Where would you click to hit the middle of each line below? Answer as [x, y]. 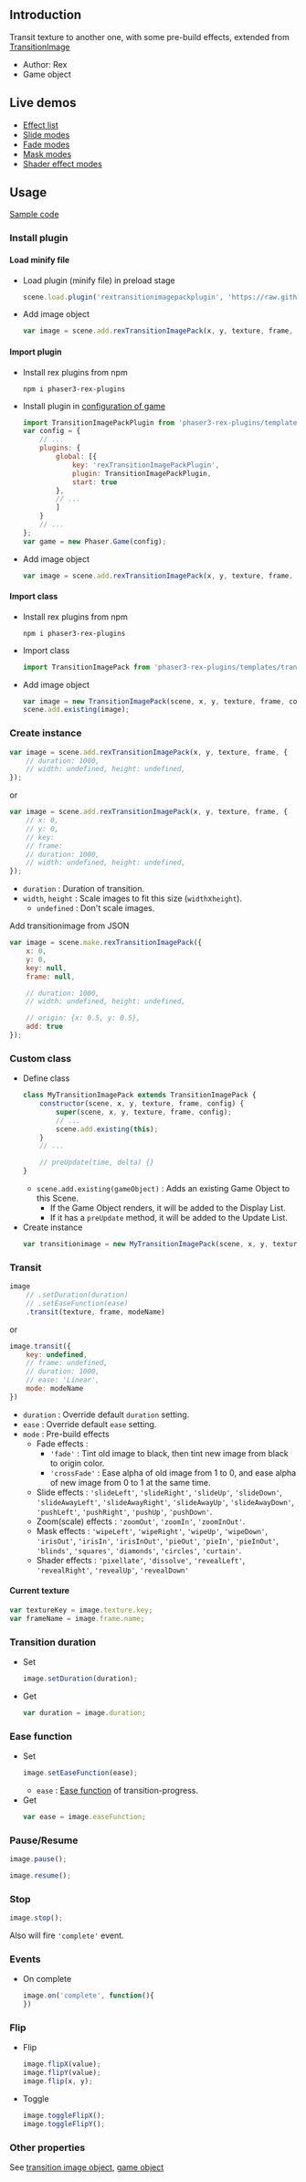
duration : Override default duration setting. [106, 1414]
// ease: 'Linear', [63, 1380]
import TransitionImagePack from [86, 667]
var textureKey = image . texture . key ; [81, 1610]
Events [25, 1959]
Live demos [43, 103]
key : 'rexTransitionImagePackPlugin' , [146, 465]
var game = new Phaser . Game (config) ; [95, 541]
